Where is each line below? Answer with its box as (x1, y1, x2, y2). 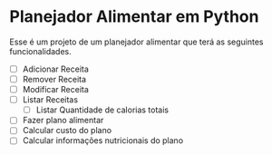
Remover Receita (22, 74, 87, 84)
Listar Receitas (22, 94, 79, 105)
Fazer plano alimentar (22, 115, 104, 126)
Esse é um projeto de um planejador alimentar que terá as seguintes (9, 36, 264, 47)
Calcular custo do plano (22, 125, 112, 136)
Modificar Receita (22, 84, 89, 95)
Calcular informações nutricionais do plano (22, 135, 184, 146)
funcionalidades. (9, 45, 73, 56)
